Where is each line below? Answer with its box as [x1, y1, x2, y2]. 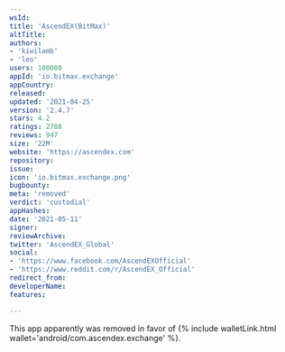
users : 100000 [9, 64, 63, 73]
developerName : [9, 282, 67, 291]
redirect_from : [9, 273, 67, 283]
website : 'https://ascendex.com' [9, 147, 135, 156]
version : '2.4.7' [9, 106, 75, 115]
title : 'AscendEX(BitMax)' [9, 22, 111, 31]
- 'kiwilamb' [9, 47, 59, 56]
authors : [9, 38, 42, 48]
